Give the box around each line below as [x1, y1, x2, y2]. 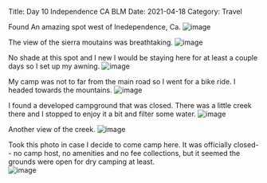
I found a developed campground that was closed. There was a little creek [8, 101, 253, 110]
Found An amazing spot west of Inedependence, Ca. [8, 22, 181, 31]
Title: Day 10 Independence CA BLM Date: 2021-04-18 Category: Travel [8, 7, 243, 16]
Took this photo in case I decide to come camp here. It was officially [8, 140, 233, 150]
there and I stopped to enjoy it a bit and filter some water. [8, 109, 197, 119]
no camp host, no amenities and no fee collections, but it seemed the [13, 149, 241, 158]
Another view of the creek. [8, 125, 96, 134]
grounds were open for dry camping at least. [8, 157, 155, 166]
